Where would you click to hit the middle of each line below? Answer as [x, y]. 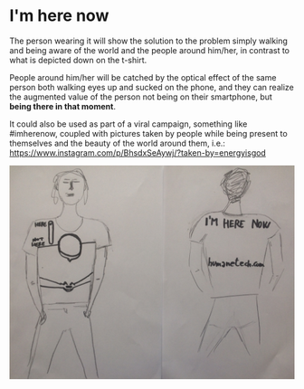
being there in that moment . [62, 106]
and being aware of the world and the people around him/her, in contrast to [149, 50]
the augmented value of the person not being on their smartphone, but [141, 97]
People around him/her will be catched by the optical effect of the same [143, 77]
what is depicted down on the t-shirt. [78, 60]
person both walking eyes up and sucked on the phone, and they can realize [152, 87]
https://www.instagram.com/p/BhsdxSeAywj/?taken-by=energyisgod [138, 152]
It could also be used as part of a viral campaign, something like [128, 124]
